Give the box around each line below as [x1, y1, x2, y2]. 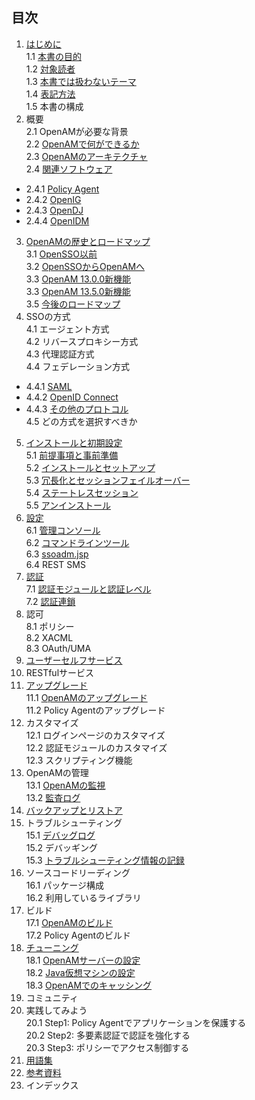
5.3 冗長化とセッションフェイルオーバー [25, 474, 191, 486]
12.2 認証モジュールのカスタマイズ [25, 741, 168, 753]
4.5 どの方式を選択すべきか [25, 415, 138, 427]
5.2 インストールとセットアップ [25, 461, 156, 473]
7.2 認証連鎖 [25, 595, 76, 607]
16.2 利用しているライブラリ [25, 891, 142, 903]
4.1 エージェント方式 [25, 323, 110, 335]
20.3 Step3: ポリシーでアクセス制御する [25, 1041, 190, 1053]
